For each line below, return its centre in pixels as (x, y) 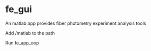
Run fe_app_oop (22, 43)
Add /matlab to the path (30, 33)
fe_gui (19, 9)
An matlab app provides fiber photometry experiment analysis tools (76, 23)
